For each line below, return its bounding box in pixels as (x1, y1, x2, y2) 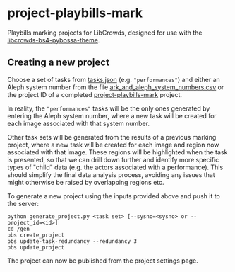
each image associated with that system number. (7, 119, 150, 127)
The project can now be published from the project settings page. (7, 256, 199, 265)
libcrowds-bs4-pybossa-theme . (7, 35, 100, 44)
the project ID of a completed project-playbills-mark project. (7, 90, 182, 98)
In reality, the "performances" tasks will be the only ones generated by (7, 104, 210, 113)
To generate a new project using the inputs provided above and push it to (7, 191, 221, 200)
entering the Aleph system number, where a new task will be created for (7, 111, 217, 120)
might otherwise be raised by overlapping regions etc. (7, 178, 164, 186)
